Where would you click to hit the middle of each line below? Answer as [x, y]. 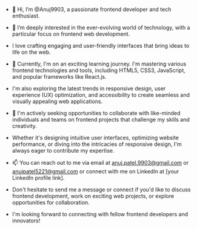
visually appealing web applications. [57, 101]
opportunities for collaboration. [51, 202]
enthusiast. [26, 16]
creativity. [25, 126]
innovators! [26, 221]
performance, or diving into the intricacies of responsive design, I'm [97, 144]
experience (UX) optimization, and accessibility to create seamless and [101, 95]
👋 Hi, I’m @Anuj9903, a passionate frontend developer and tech [92, 9]
